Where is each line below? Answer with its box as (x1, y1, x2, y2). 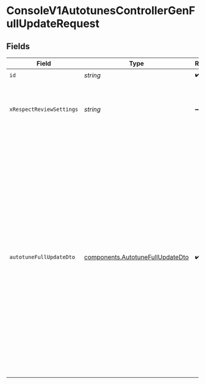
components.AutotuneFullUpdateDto (84, 253, 189, 261)
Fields (6, 41, 31, 51)
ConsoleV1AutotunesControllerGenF (6, 4, 195, 18)
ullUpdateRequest (6, 17, 99, 31)
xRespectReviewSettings (9, 106, 79, 113)
